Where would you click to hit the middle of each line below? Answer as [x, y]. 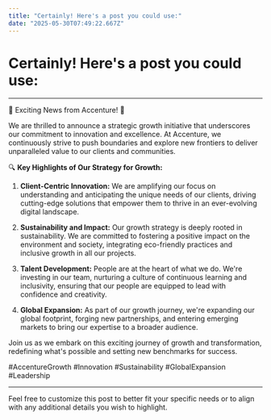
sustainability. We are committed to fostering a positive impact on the [135, 236]
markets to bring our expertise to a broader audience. [109, 327]
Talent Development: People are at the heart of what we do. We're [131, 269]
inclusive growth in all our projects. [78, 253]
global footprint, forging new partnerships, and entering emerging [129, 318]
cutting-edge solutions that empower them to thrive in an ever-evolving [138, 203]
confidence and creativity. [63, 294]
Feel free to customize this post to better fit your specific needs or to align [131, 399]
